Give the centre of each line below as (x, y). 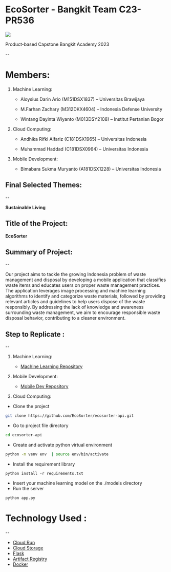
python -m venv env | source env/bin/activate (57, 454)
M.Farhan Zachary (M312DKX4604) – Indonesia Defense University (91, 109)
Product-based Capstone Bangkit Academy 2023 (57, 44)
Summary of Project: (39, 252)
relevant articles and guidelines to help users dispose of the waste (75, 302)
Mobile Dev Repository (44, 386)
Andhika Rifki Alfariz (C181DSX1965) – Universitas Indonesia (83, 139)
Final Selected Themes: (44, 185)
